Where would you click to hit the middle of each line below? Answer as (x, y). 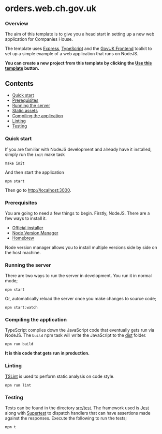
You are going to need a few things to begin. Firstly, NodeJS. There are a (77, 213)
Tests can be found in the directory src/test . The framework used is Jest (77, 408)
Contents (19, 84)
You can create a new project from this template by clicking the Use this (79, 63)
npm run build (19, 344)
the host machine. (23, 252)
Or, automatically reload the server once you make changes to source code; (81, 299)
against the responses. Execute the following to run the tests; (66, 418)
